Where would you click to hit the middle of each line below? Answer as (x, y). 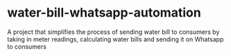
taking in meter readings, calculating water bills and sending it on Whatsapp (115, 39)
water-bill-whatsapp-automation (104, 13)
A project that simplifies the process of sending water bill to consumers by (113, 32)
